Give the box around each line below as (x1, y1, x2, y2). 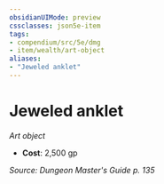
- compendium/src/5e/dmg (9, 37, 101, 47)
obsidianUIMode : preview (9, 12, 101, 22)
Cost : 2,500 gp (21, 148, 78, 158)
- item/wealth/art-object (9, 46, 105, 55)
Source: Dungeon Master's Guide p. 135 (9, 164, 155, 175)
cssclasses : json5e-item (9, 21, 101, 30)
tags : (9, 29, 29, 38)
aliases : (9, 54, 42, 63)
